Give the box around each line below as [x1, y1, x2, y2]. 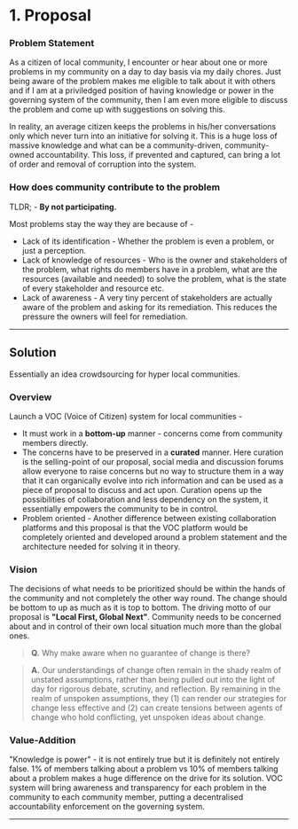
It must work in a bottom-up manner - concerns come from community [21, 427, 284, 439]
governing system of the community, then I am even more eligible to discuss [9, 95, 288, 106]
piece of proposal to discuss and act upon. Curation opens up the [21, 484, 263, 495]
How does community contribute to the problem [9, 181, 220, 193]
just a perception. [21, 245, 87, 255]
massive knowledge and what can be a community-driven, [9, 140, 223, 151]
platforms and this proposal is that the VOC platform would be [21, 522, 248, 533]
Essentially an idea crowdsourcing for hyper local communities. [9, 369, 241, 379]
